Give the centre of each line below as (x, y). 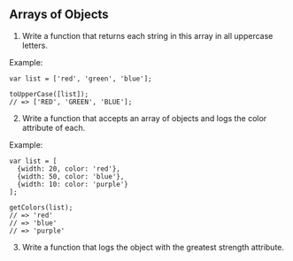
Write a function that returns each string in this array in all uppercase (147, 35)
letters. (35, 45)
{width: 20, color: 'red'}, (69, 169)
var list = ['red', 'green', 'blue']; (81, 79)
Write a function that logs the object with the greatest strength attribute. (153, 247)
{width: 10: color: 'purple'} (73, 184)
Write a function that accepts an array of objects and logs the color (144, 118)
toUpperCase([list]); (49, 94)
